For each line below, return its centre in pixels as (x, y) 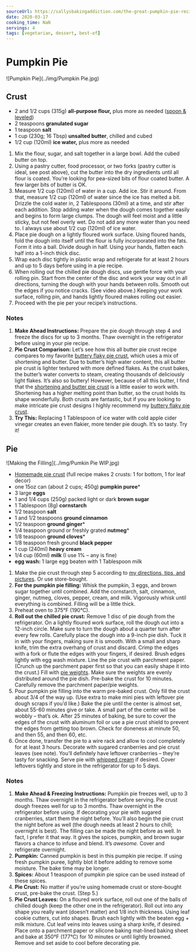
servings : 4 (20, 28)
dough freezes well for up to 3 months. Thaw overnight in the (88, 806)
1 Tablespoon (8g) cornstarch (50, 505)
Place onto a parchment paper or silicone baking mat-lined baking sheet (101, 931)
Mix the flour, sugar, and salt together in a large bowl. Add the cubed (97, 153)
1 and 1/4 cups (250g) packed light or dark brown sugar (82, 499)
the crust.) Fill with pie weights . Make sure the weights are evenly (93, 672)
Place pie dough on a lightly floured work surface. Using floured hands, (100, 234)
